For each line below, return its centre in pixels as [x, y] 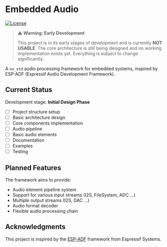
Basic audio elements [35, 134]
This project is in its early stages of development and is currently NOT [90, 43]
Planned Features [33, 168]
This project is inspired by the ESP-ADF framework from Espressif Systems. [83, 239]
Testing [20, 152]
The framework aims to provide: [38, 180]
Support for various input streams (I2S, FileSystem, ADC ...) [74, 195]
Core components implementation [48, 123]
